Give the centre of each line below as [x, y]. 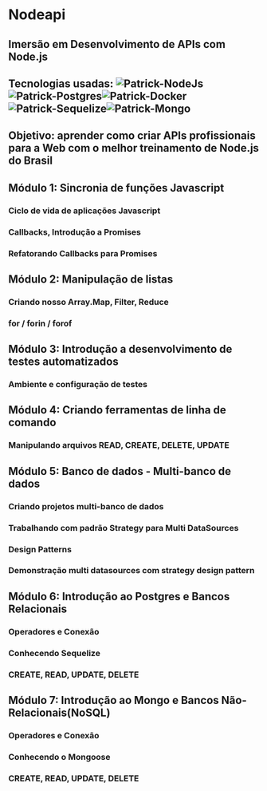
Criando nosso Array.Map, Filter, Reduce [88, 302]
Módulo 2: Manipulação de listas [91, 279]
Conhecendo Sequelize [55, 653]
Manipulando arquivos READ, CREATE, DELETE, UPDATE [119, 445]
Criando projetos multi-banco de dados [86, 506]
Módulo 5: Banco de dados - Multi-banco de [120, 471]
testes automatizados [63, 362]
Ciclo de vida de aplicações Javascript [84, 211]
